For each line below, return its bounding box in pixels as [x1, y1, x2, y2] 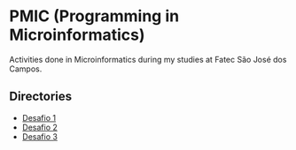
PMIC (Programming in [9, 6, 180, 26]
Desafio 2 [21, 122, 58, 132]
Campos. [9, 64, 43, 74]
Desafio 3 [21, 131, 58, 142]
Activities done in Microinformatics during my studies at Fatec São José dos [9, 54, 287, 64]
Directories [9, 89, 73, 104]
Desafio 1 [21, 112, 56, 123]
